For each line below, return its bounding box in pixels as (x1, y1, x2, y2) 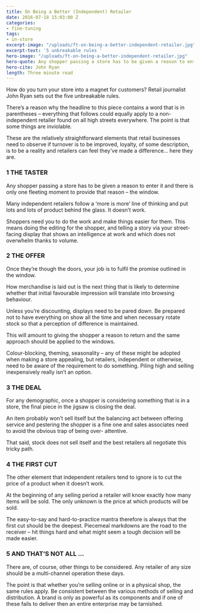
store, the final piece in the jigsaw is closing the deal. (6, 403, 136, 410)
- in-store (6, 36, 33, 42)
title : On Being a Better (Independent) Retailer (6, 8, 132, 15)
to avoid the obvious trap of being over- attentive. (6, 428, 128, 435)
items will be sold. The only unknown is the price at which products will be (6, 498, 189, 505)
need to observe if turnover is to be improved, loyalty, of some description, (6, 141, 190, 148)
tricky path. (6, 445, 35, 453)
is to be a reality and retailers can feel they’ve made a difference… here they (6, 147, 193, 154)
